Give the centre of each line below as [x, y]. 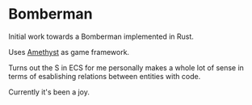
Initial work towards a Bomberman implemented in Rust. [101, 36]
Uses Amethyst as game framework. [69, 52]
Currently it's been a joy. [49, 92]
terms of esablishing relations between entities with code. [105, 76]
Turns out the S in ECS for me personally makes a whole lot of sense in [126, 67]
